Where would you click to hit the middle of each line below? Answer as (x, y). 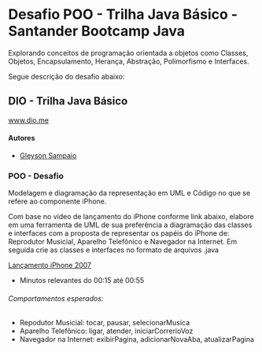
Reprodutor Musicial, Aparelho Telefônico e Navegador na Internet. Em (123, 242)
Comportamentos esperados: (56, 298)
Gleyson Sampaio (48, 156)
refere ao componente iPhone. (57, 201)
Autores (22, 138)
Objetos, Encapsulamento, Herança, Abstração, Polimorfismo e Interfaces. (129, 61)
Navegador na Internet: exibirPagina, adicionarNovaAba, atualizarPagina (137, 339)
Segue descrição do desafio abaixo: (66, 76)
